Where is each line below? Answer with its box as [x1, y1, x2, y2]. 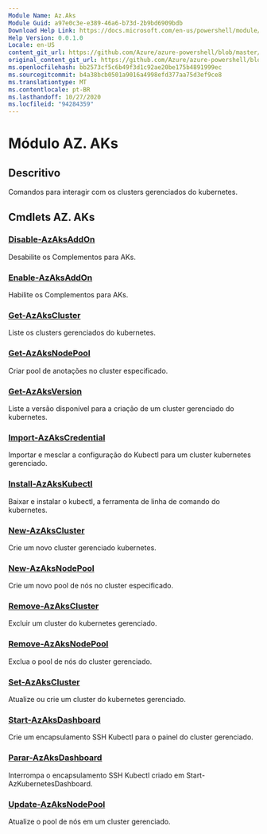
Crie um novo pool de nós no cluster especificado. [8, 581, 173, 591]
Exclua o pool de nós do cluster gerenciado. [8, 657, 153, 666]
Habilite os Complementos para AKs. [8, 290, 129, 300]
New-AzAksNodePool [8, 562, 95, 573]
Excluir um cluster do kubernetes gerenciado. [8, 619, 157, 628]
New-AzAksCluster [8, 525, 85, 536]
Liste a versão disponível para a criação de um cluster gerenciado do [8, 404, 234, 413]
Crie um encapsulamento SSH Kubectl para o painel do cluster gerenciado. [8, 732, 254, 742]
